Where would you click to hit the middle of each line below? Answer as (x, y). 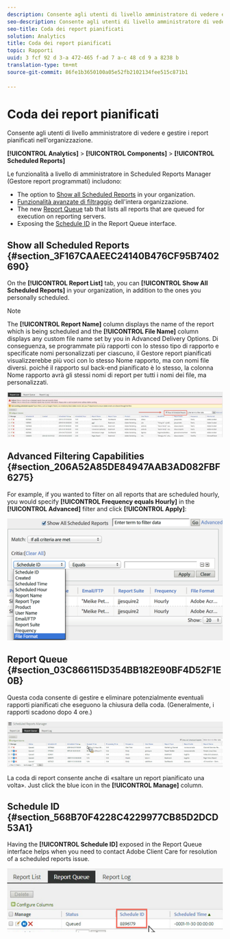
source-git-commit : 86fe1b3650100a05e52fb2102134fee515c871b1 (98, 72)
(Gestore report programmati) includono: (64, 181)
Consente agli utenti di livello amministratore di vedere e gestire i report (108, 133)
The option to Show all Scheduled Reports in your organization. (106, 194)
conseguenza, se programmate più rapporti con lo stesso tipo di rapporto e (113, 346)
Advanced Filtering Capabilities (76, 456)
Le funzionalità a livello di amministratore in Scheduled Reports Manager (109, 174)
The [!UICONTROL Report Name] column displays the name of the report (111, 324)
